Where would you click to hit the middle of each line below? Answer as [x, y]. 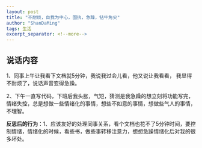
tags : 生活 [19, 29]
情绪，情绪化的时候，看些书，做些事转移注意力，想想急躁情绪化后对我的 [101, 131]
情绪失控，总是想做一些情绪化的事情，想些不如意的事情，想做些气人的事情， [101, 103]
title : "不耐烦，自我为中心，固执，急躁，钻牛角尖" [63, 17]
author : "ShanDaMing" [33, 23]
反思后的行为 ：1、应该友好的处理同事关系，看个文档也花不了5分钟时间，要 [98, 123]
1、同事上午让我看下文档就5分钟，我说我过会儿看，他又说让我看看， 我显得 [99, 75]
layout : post [23, 12]
